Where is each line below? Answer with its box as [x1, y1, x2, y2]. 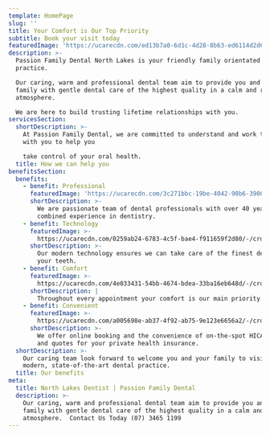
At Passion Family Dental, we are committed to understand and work [22, 130, 257, 139]
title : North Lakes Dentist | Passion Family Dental [15, 384, 196, 392]
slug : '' [8, 19, 38, 27]
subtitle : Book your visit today [8, 34, 121, 43]
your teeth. [37, 257, 78, 265]
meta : [8, 377, 27, 385]
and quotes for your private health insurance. [37, 339, 199, 347]
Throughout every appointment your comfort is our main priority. [37, 294, 264, 302]
